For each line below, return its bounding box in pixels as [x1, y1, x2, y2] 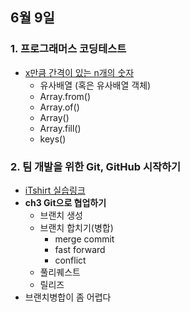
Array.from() [39, 90, 92, 102]
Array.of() [39, 101, 80, 113]
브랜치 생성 [39, 209, 83, 221]
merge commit [54, 233, 115, 245]
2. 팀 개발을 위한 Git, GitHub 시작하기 [10, 159, 182, 173]
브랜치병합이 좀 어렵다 [24, 291, 112, 303]
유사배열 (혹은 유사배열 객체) [39, 79, 152, 91]
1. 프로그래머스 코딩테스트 [10, 42, 127, 56]
